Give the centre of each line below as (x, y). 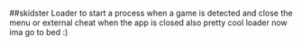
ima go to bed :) (39, 32)
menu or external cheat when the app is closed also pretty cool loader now (149, 23)
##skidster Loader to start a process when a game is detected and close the (151, 13)
